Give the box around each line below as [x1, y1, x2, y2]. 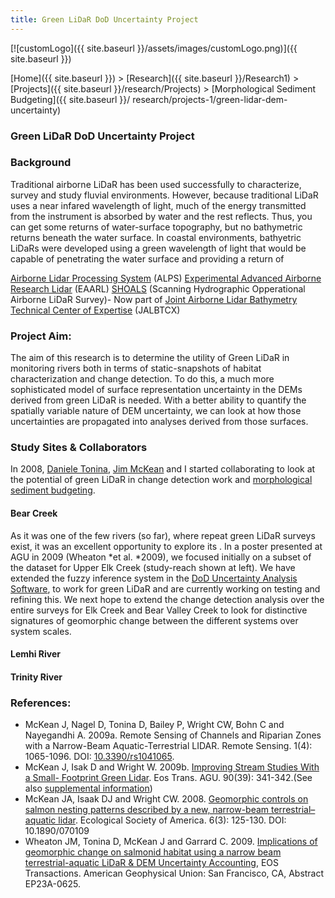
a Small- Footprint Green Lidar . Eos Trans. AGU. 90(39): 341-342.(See [24, 772, 313, 784]
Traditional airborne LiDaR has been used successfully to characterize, [10, 178, 302, 190]
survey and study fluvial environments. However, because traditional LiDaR [10, 189, 319, 201]
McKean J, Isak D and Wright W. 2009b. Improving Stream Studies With [24, 761, 320, 773]
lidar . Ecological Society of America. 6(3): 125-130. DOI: [58, 814, 287, 826]
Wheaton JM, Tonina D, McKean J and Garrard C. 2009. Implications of [24, 836, 318, 848]
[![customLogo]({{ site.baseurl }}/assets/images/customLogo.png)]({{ [10, 42, 298, 54]
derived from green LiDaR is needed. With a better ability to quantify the [10, 394, 307, 406]
